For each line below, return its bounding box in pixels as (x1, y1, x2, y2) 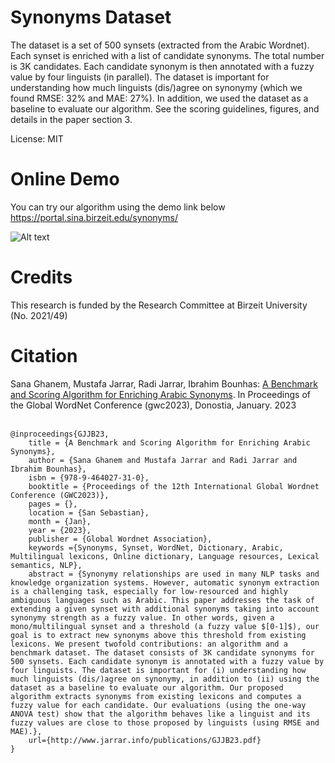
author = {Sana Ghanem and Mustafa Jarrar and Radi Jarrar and (28, 455, 298, 465)
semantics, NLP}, (10, 560, 83, 570)
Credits (10, 266, 73, 289)
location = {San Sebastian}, (28, 507, 150, 518)
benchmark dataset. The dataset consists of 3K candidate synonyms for (10, 647, 315, 658)
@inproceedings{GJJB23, (10, 429, 110, 439)
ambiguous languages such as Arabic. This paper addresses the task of (10, 595, 315, 605)
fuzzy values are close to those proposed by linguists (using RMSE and (10, 717, 320, 728)
